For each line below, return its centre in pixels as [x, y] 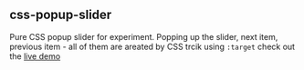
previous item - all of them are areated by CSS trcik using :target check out [152, 46]
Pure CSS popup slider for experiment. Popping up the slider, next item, [144, 36]
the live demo [35, 56]
